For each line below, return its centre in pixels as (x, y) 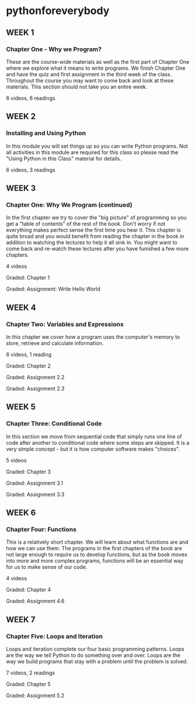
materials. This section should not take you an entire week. (77, 87)
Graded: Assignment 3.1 (34, 483)
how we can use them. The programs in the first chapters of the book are (94, 549)
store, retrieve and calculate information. (55, 343)
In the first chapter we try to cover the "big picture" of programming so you (96, 217)
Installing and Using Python (46, 133)
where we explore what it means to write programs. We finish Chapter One (96, 68)
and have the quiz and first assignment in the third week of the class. (89, 74)
